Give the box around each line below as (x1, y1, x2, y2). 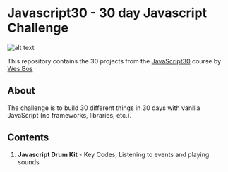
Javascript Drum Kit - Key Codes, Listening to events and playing (17, 150, 210, 159)
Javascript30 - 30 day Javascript (7, 5, 207, 21)
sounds (17, 157, 40, 166)
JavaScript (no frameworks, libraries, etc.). (7, 111, 132, 119)
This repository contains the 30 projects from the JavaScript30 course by (7, 56, 222, 65)
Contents (7, 132, 49, 144)
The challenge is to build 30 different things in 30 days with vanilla (7, 104, 200, 112)
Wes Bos (7, 64, 33, 73)
